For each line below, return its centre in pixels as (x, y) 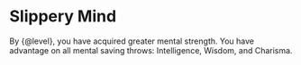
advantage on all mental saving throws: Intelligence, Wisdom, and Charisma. (151, 50)
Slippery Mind (63, 16)
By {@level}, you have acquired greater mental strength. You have (132, 41)
